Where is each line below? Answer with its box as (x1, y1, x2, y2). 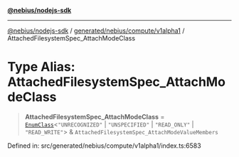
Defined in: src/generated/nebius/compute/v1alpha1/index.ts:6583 (7, 141, 201, 150)
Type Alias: (7, 59, 76, 75)
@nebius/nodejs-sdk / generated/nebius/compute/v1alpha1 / (7, 26, 185, 35)
